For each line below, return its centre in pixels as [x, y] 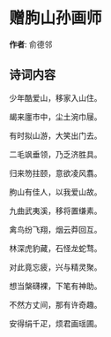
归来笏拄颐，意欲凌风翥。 [55, 172]
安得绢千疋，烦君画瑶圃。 [55, 323]
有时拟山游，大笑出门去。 [55, 135]
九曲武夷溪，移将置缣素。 [55, 211]
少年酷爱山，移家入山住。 [55, 97]
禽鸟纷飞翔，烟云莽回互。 [55, 229]
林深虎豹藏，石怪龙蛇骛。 [55, 248]
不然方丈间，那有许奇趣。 [55, 304]
